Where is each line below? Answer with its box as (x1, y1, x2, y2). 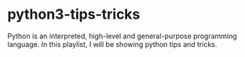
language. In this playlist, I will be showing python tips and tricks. (7, 39, 218, 48)
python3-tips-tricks (7, 5, 141, 23)
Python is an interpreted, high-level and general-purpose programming (7, 31, 237, 41)
